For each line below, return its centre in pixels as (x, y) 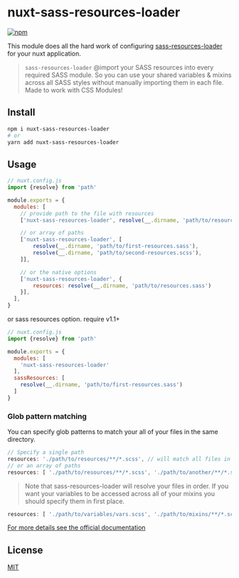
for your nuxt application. (44, 53)
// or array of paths (52, 233)
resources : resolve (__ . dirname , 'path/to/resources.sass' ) (122, 286)
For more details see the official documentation (76, 527)
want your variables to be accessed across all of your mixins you (120, 493)
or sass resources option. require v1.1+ (64, 319)
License (25, 550)
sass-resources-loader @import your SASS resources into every (119, 67)
